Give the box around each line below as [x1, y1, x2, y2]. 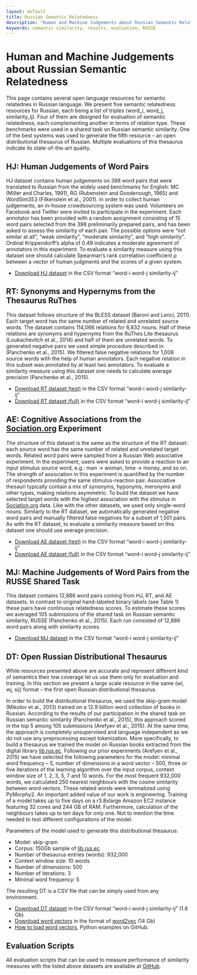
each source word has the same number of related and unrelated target [6, 446, 179, 453]
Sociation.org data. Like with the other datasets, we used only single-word [6, 501, 186, 508]
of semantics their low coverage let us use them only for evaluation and [6, 673, 179, 681]
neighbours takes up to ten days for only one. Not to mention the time [6, 809, 174, 817]
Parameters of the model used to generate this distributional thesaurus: [6, 827, 179, 834]
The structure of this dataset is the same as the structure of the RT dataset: [6, 439, 188, 446]
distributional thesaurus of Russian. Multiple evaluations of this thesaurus [6, 139, 184, 146]
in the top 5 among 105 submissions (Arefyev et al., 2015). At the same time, [6, 723, 190, 730]
